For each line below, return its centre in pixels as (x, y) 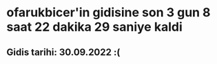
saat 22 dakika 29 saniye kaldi (95, 27)
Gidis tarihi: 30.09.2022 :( (63, 52)
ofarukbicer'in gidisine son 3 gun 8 (108, 13)
